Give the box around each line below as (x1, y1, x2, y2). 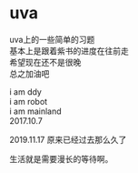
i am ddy (9, 86, 43, 97)
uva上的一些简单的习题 (9, 34, 95, 45)
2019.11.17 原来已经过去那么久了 (9, 134, 127, 145)
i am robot (9, 96, 48, 107)
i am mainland (9, 106, 62, 117)
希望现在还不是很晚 (9, 56, 82, 67)
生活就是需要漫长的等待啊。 (9, 153, 113, 164)
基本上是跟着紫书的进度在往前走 (9, 45, 129, 56)
